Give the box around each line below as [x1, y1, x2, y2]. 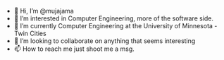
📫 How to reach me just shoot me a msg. [13, 44, 135, 53]
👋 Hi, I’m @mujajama [13, 7, 74, 15]
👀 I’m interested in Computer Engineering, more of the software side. [13, 14, 213, 23]
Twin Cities [13, 29, 47, 37]
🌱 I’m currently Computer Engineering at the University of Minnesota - [13, 22, 218, 30]
